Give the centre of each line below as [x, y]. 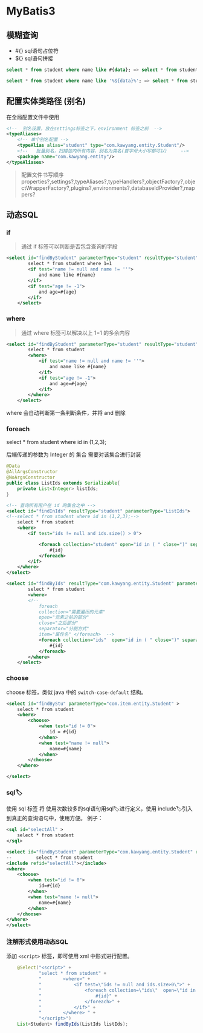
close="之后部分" [58, 623]
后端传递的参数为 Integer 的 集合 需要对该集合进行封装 [74, 455]
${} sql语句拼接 [34, 58]
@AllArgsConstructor [32, 472]
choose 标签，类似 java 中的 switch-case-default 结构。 [76, 692]
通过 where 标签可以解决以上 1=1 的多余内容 [76, 332]
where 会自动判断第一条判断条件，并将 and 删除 [66, 413]
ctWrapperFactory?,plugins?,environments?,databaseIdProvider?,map [108, 188]
